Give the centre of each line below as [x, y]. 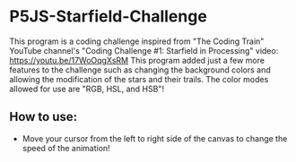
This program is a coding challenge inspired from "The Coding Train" [137, 41]
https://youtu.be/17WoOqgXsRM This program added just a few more [137, 60]
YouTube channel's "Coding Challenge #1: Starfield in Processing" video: [144, 50]
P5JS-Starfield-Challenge [109, 17]
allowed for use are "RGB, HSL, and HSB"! [87, 89]
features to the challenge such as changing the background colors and [140, 70]
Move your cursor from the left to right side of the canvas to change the [155, 138]
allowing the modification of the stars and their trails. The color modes [139, 79]
